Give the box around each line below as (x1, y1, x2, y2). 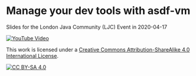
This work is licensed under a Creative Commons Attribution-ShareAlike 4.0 (6, 46, 190, 53)
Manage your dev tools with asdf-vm (6, 4, 191, 18)
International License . (6, 52, 59, 59)
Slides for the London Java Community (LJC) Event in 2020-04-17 (6, 23, 167, 30)
